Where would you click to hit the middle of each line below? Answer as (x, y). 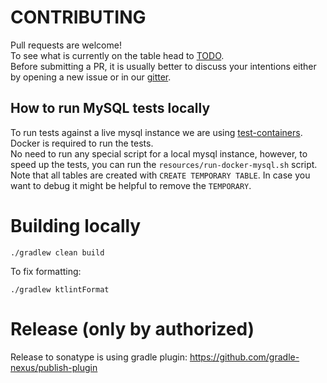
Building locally (76, 225)
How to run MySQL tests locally (110, 108)
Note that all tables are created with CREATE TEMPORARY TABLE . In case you (160, 175)
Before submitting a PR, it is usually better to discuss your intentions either (163, 66)
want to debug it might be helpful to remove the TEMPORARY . (131, 185)
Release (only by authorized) (132, 328)
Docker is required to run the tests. (82, 143)
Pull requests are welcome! (66, 45)
